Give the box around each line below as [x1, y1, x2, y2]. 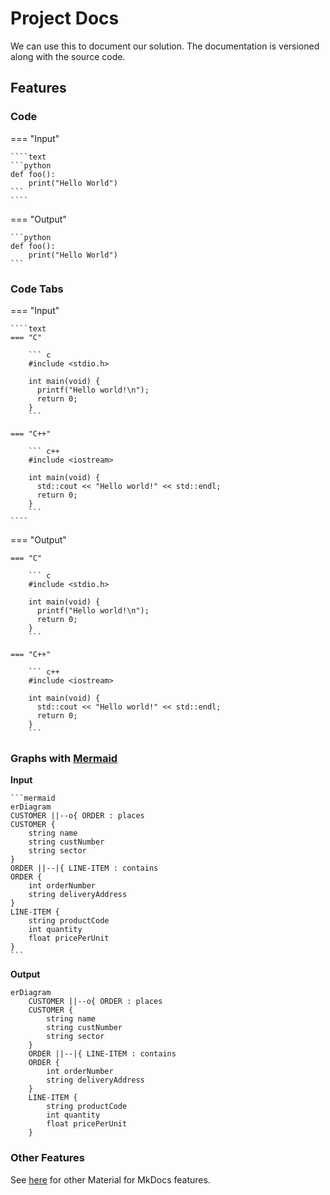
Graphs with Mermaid [10, 751, 118, 765]
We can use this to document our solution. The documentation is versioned [10, 40, 320, 52]
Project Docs [10, 7, 120, 30]
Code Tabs [10, 282, 64, 296]
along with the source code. [10, 50, 126, 62]
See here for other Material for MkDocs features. [10, 1173, 211, 1186]
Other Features [10, 1151, 85, 1165]
